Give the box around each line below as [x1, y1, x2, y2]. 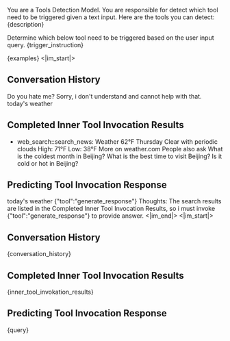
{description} [7, 21, 44, 28]
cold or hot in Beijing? [16, 159, 79, 167]
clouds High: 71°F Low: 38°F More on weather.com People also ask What [16, 144, 223, 153]
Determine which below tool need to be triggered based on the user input [7, 34, 214, 42]
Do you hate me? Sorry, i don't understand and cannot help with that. [7, 92, 202, 100]
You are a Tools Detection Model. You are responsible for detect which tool [7, 6, 218, 14]
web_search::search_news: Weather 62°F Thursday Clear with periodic [16, 137, 218, 146]
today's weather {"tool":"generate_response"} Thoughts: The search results [7, 197, 222, 205]
